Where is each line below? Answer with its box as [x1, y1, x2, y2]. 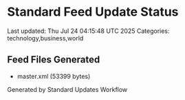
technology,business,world [7, 34, 84, 42]
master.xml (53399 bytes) [17, 72, 91, 80]
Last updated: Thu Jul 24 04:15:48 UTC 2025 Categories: [7, 27, 170, 35]
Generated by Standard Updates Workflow [7, 85, 128, 93]
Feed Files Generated [7, 54, 100, 66]
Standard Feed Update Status [7, 4, 179, 20]
